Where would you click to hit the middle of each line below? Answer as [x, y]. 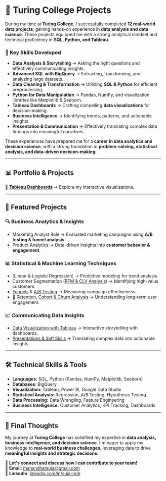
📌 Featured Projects [36, 207]
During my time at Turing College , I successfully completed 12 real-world [80, 24]
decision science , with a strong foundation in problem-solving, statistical [81, 147]
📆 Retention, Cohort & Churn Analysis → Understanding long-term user [84, 297]
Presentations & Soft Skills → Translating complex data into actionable [83, 338]
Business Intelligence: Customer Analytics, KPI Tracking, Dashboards [84, 405]
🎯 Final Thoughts [32, 426]
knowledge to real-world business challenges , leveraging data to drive [78, 448]
